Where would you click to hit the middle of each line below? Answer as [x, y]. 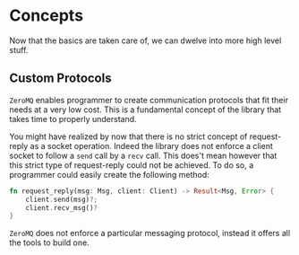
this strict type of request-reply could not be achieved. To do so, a [132, 165]
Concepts [46, 16]
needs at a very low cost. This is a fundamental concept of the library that [145, 110]
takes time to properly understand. [73, 119]
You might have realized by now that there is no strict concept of [128, 136]
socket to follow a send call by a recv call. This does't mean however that [143, 155]
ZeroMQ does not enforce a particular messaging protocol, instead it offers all [150, 233]
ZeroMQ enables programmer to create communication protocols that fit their [149, 100]
